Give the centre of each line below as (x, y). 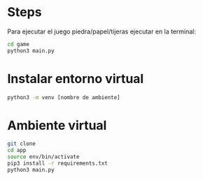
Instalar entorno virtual (76, 78)
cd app (17, 151)
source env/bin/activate (43, 157)
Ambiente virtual (57, 125)
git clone (22, 144)
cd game (19, 44)
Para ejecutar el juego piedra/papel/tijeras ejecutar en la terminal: (101, 31)
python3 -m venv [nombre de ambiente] (64, 97)
